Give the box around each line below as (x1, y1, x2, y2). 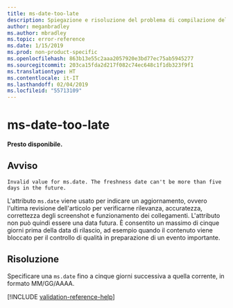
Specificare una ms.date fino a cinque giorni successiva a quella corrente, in (7, 271, 225, 280)
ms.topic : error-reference (7, 36, 85, 43)
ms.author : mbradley (7, 29, 67, 37)
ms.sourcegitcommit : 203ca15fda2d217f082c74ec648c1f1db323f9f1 (7, 62, 194, 69)
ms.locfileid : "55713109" (7, 87, 82, 94)
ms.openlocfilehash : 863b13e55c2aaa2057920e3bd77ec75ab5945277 (7, 55, 194, 62)
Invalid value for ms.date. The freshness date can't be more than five (7, 178, 222, 185)
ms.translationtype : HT (7, 68, 76, 75)
